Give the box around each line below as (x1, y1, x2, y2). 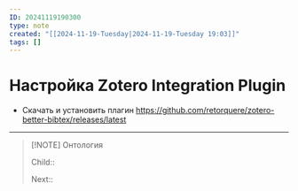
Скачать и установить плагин (21, 105, 135, 116)
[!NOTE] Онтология (30, 140, 104, 150)
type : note (9, 21, 50, 30)
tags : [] (9, 37, 42, 47)
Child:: (30, 157, 55, 168)
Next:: (30, 174, 53, 185)
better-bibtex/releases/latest (21, 114, 127, 125)
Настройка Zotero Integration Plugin (9, 76, 286, 95)
